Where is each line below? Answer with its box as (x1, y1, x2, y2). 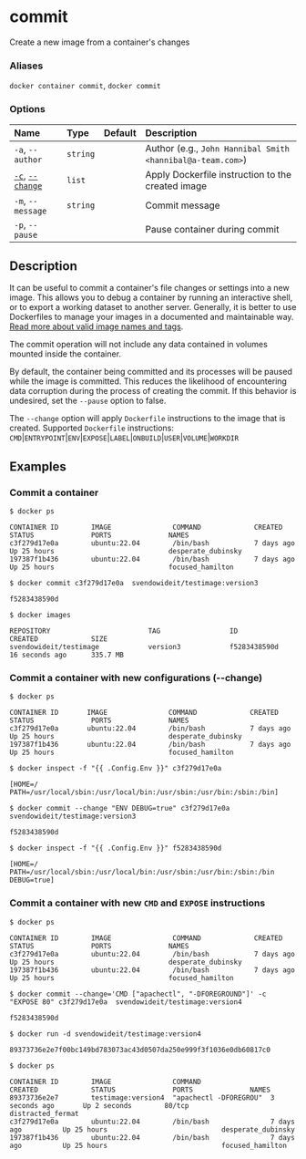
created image (145, 180, 208, 192)
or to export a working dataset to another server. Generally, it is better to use (9, 302, 297, 313)
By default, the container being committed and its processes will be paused (9, 367, 293, 378)
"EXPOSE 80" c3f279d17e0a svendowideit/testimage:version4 (9, 997, 243, 1007)
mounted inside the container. (9, 348, 121, 359)
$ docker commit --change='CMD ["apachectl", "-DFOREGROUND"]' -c (9, 989, 267, 999)
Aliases (9, 59, 44, 72)
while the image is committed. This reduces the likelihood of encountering (9, 376, 287, 387)
